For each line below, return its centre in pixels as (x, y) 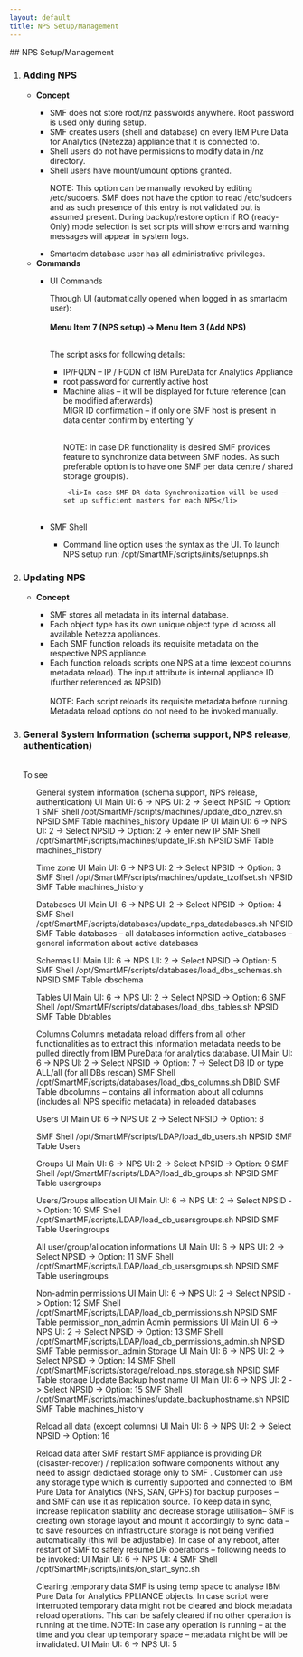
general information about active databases (117, 943)
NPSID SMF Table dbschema (90, 980)
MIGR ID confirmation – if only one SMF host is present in (170, 410)
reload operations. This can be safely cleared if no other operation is (164, 1615)
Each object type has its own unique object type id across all (162, 625)
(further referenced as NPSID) (105, 682)
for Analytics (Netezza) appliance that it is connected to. (154, 141)
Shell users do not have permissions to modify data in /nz (156, 151)
